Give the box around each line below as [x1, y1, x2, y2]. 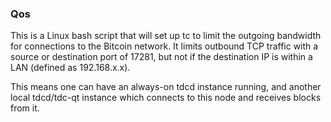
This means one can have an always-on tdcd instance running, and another [10, 81, 322, 93]
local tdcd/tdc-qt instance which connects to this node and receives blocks [10, 92, 322, 104]
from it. [10, 102, 40, 114]
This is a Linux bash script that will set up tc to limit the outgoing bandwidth [10, 30, 322, 42]
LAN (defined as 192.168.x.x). [10, 62, 131, 74]
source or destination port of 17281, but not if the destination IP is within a [10, 51, 313, 63]
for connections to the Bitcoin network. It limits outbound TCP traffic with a [10, 40, 319, 52]
